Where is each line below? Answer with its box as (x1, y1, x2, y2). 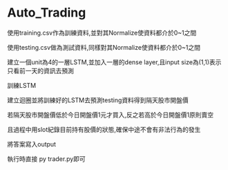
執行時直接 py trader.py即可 (7, 154, 86, 163)
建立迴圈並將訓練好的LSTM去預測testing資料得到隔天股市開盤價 (7, 95, 189, 104)
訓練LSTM (7, 81, 37, 89)
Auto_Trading (7, 5, 86, 21)
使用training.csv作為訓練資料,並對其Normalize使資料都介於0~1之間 (7, 28, 197, 37)
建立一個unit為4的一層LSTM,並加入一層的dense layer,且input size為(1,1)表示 (7, 57, 222, 66)
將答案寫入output (7, 140, 57, 148)
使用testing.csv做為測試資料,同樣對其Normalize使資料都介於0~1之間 (7, 43, 200, 51)
